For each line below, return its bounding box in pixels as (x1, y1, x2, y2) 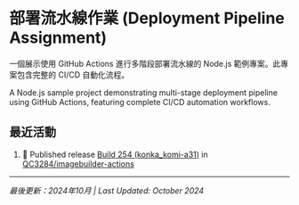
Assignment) (9, 28, 108, 48)
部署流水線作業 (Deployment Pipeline (9, 8, 285, 29)
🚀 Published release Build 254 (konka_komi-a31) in (21, 149, 208, 160)
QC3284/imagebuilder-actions (21, 158, 135, 169)
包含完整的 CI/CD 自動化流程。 (16, 69, 130, 80)
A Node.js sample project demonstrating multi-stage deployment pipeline (9, 86, 279, 98)
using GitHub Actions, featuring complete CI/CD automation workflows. (9, 96, 271, 107)
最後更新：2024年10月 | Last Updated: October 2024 (9, 184, 205, 196)
